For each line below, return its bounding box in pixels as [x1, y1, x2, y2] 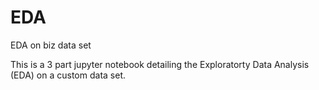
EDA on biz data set [10, 39, 92, 51]
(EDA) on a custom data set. [10, 69, 127, 81]
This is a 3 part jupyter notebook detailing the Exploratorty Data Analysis [10, 58, 310, 70]
